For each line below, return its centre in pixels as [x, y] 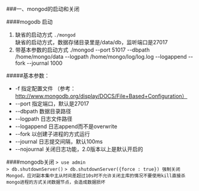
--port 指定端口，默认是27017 [52, 104]
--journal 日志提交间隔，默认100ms [59, 142]
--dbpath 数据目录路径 [43, 111]
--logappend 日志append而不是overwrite [66, 126]
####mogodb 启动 [30, 22]
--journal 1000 [45, 63]
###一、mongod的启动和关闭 [43, 9]
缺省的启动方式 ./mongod [45, 35]
